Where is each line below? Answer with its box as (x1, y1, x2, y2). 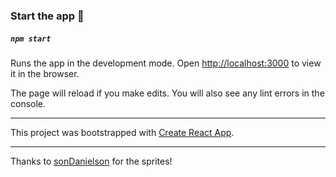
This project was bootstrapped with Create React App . (10, 126, 235, 138)
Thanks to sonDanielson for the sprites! (10, 155, 173, 167)
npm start (10, 34, 52, 44)
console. (10, 97, 47, 109)
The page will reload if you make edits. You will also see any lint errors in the (10, 87, 325, 99)
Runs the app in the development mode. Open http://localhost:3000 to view (10, 57, 322, 69)
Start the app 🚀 (10, 9, 85, 23)
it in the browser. (10, 67, 80, 79)
